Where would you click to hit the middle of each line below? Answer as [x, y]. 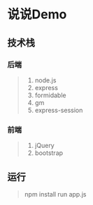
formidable [50, 95]
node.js [45, 80]
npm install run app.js [55, 194]
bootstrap [49, 153]
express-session [59, 110]
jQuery [44, 146]
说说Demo [37, 14]
